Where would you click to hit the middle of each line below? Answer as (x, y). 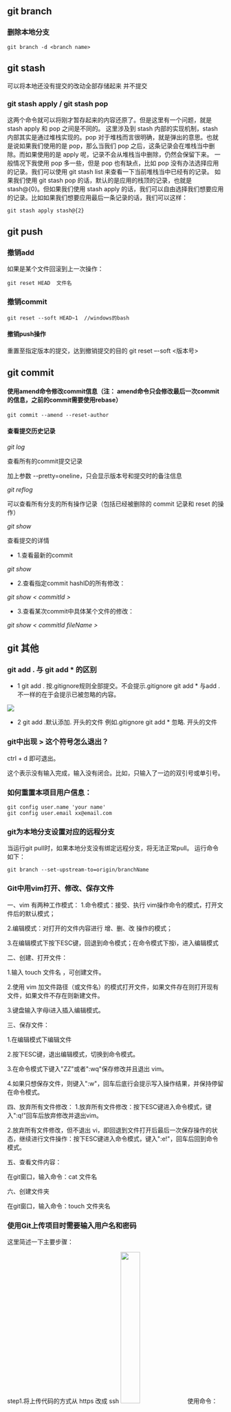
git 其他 (23, 648)
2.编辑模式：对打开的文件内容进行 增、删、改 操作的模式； (90, 928)
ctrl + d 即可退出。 (33, 758)
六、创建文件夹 (28, 1191)
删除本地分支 (29, 32)
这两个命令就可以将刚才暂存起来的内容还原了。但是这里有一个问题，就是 (109, 119)
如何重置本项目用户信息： (49, 792)
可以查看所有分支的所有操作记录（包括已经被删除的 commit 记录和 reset (109, 504)
